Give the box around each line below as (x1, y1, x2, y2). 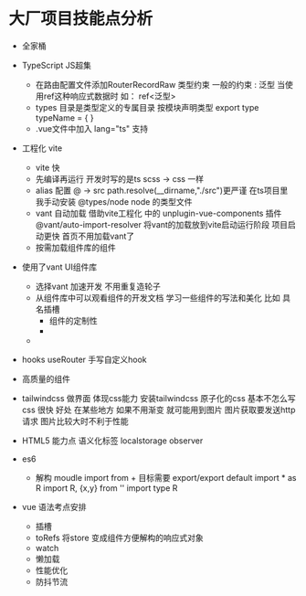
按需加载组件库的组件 (35, 241, 116, 252)
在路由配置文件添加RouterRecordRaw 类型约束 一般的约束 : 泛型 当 (35, 79, 286, 90)
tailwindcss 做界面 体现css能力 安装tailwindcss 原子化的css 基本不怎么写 (21, 392, 296, 403)
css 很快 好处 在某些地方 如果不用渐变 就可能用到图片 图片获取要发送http (21, 404, 296, 415)
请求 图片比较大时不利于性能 (21, 415, 129, 426)
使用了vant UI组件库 (21, 261, 98, 272)
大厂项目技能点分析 (8, 8, 153, 29)
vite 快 (35, 162, 60, 173)
